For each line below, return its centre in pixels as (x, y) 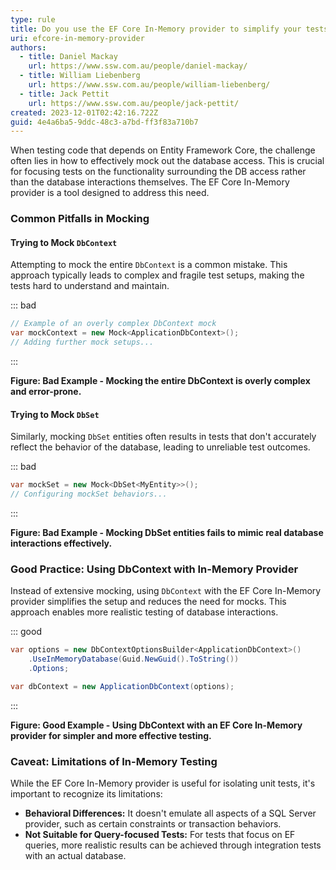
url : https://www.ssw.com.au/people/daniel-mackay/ (138, 66)
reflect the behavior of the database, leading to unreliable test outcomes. (160, 447)
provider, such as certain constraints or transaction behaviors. (153, 824)
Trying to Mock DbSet (55, 414)
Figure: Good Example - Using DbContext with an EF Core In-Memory (156, 725)
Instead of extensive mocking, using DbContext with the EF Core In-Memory (166, 591)
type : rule (33, 19)
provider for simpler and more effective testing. (111, 735)
